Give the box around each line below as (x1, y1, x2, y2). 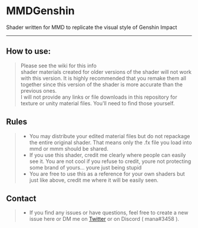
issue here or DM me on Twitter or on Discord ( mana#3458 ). (29, 216, 180, 223)
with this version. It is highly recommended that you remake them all (20, 74, 187, 82)
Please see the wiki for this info (20, 62, 97, 69)
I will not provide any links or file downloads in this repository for (20, 93, 178, 100)
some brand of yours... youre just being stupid (29, 164, 142, 171)
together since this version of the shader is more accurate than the (20, 81, 183, 88)
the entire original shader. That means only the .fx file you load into (29, 139, 192, 146)
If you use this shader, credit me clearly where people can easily (29, 151, 186, 158)
